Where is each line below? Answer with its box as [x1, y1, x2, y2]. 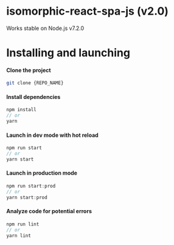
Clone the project [6, 66, 51, 74]
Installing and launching [6, 46, 131, 60]
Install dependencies [6, 93, 61, 100]
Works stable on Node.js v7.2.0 [6, 24, 85, 32]
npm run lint [6, 221, 40, 227]
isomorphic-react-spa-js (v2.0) [6, 4, 169, 18]
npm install [6, 107, 37, 113]
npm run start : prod [6, 183, 56, 189]
